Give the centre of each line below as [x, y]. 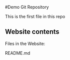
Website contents [32, 32]
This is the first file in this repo [35, 16]
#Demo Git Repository [27, 7]
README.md [18, 53]
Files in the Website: [25, 43]
